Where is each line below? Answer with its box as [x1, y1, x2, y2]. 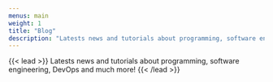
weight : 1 [8, 19, 42, 27]
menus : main [8, 11, 49, 20]
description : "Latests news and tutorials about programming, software [8, 34, 256, 43]
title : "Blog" [8, 27, 57, 35]
